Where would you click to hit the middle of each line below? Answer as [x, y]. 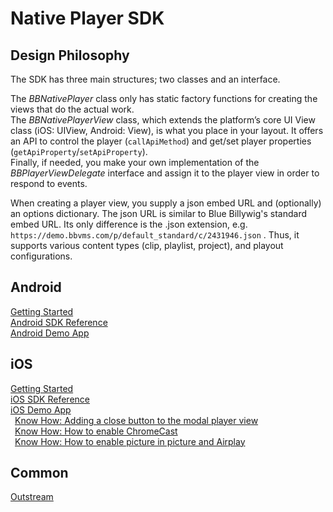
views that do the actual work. [72, 109]
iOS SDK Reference [50, 399]
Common [39, 473]
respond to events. [49, 183]
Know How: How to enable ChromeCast [96, 431]
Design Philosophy [70, 55]
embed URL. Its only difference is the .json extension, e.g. [129, 224]
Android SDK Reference [59, 322]
